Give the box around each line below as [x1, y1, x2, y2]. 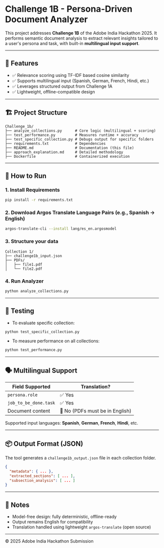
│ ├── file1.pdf [5, 262, 42, 267]
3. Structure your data [5, 238, 59, 245]
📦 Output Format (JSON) [5, 439, 83, 448]
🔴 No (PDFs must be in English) [60, 407, 132, 414]
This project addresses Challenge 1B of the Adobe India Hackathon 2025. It [5, 30, 157, 36]
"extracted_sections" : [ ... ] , [9, 474, 76, 478]
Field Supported [12, 383, 51, 390]
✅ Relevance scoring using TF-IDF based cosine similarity [12, 72, 129, 78]
